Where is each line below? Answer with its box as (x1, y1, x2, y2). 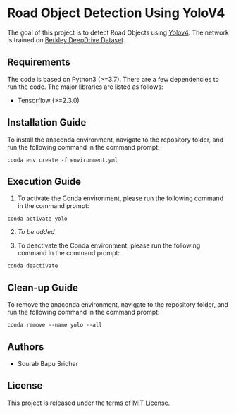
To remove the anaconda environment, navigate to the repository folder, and (7, 300, 229, 309)
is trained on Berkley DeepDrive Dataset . (7, 35, 125, 44)
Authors (7, 341, 44, 353)
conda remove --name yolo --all (7, 322, 102, 329)
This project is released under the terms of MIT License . (7, 398, 170, 407)
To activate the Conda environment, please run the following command (17, 194, 224, 202)
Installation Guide (7, 116, 87, 128)
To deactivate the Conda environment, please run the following (17, 241, 201, 250)
